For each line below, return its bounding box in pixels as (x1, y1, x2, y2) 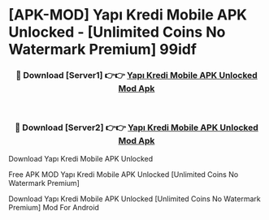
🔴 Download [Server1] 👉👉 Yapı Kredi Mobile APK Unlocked (15, 70, 258, 81)
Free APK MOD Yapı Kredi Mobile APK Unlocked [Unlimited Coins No (8, 169, 239, 179)
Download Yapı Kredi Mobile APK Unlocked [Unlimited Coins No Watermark (8, 193, 262, 204)
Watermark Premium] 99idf (8, 41, 197, 58)
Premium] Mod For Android (8, 202, 100, 212)
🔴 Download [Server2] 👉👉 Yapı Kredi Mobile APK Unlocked (15, 122, 258, 133)
